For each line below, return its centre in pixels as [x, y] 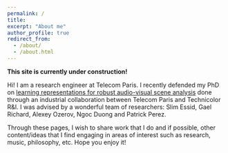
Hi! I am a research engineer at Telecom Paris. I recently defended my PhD [113, 85]
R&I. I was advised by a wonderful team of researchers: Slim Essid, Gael [110, 107]
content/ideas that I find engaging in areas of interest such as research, [109, 134]
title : [17, 20]
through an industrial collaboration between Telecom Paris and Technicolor [114, 99]
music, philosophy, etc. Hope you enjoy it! [67, 142]
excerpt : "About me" [37, 26]
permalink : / [26, 13]
